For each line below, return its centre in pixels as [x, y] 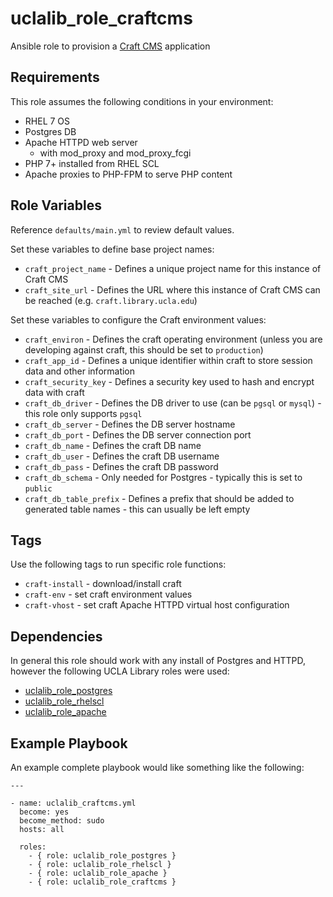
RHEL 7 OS [47, 121]
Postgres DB [50, 131]
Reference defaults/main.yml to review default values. [122, 229]
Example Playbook [69, 743]
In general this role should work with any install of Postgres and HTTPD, [158, 661]
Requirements [55, 77]
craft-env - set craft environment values [108, 594]
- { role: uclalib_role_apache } [98, 873]
